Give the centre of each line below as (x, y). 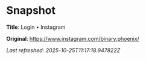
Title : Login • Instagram (36, 27)
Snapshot (31, 10)
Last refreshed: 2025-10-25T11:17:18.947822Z (63, 50)
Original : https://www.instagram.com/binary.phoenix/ (73, 38)
